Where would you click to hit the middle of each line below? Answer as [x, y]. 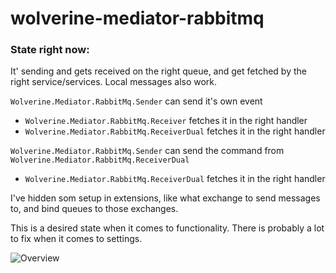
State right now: [50, 50]
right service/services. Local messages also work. [114, 82]
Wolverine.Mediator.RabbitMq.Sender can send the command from [147, 151]
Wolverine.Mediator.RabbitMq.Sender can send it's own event [136, 101]
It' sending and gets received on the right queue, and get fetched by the [158, 71]
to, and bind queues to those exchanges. [94, 209]
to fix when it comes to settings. [76, 239]
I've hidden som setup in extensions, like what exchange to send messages [165, 198]
